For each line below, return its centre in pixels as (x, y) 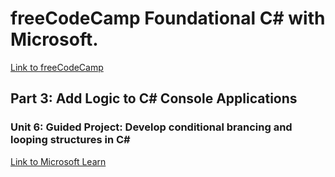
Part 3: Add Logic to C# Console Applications (154, 98)
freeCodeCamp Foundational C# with (168, 18)
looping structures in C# (70, 140)
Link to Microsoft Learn (58, 161)
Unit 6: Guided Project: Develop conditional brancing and (151, 127)
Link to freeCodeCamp (57, 67)
